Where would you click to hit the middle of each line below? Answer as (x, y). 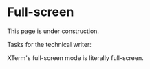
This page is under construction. (53, 31)
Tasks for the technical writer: (49, 44)
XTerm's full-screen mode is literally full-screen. (75, 58)
